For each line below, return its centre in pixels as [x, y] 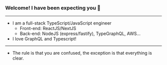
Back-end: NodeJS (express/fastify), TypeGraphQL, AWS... [80, 33]
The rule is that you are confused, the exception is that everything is [82, 53]
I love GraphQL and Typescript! [44, 39]
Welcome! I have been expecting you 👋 [53, 8]
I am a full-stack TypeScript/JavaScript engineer [62, 23]
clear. [18, 58]
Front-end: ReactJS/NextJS [48, 29]
